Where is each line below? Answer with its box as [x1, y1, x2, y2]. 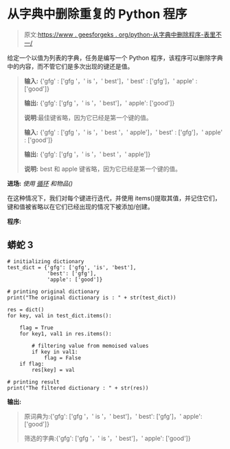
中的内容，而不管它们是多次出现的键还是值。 [7, 62, 134, 70]
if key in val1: [32, 348, 78, 355]
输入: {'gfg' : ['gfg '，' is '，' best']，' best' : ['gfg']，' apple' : [23, 76, 198, 85]
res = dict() [7, 306, 45, 313]
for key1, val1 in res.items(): [19, 330, 112, 337]
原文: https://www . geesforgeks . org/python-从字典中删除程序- [23, 30, 204, 39]
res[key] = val [32, 366, 76, 373]
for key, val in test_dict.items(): [7, 312, 112, 319]
